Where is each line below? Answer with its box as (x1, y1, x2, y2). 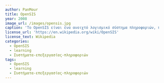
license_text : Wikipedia (5, 35, 56, 40)
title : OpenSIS (5, 12, 36, 17)
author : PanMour (5, 7, 38, 12)
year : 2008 (5, 16, 27, 21)
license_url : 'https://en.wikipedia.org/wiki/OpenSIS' (5, 30, 119, 35)
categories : (5, 39, 29, 44)
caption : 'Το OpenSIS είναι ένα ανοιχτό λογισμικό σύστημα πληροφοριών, (5, 25, 156, 30)
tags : (5, 57, 16, 62)
